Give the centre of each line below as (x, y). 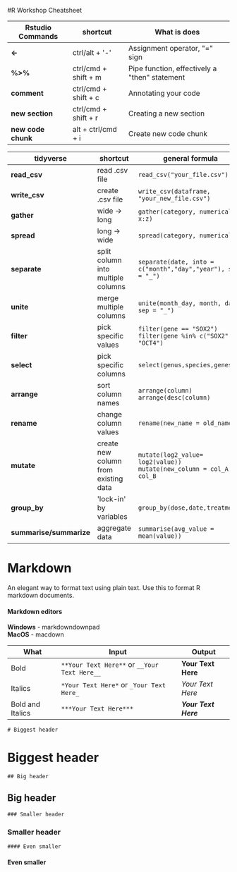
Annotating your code (164, 93)
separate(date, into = (176, 262)
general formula (191, 158)
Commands (38, 36)
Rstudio (38, 27)
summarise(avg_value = (176, 529)
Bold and (26, 704)
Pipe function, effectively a (172, 68)
